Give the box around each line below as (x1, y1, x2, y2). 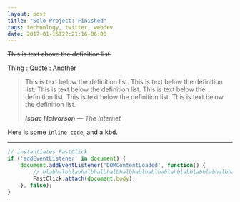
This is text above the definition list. (7, 50, 112, 59)
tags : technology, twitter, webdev (7, 24, 114, 31)
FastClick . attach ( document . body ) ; (33, 175, 136, 182)
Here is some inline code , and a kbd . (7, 128, 119, 136)
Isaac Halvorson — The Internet (24, 114, 121, 123)
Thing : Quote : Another (7, 64, 76, 72)
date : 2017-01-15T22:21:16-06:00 (7, 30, 107, 38)
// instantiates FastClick (7, 148, 88, 156)
